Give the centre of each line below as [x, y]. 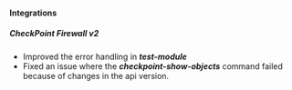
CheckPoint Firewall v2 [54, 34]
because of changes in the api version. [96, 75]
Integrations [33, 13]
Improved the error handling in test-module [104, 56]
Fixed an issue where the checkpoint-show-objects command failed [152, 66]
